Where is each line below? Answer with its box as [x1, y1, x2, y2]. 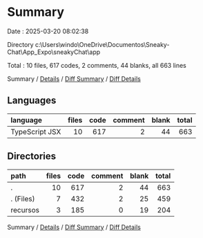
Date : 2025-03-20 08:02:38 [7, 27, 89, 35]
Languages [7, 95, 57, 107]
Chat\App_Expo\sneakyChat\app [7, 48, 101, 56]
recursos [10, 205, 40, 214]
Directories [7, 150, 57, 163]
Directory [7, 40, 34, 48]
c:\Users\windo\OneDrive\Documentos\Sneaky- [35, 40, 170, 48]
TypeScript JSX [10, 127, 61, 136]
